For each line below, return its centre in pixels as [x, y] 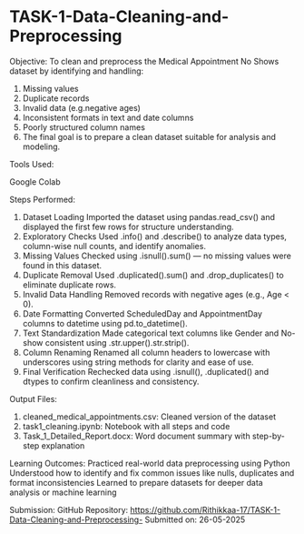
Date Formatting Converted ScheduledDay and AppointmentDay [142, 313]
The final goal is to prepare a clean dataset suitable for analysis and [149, 136]
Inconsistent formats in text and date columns [108, 117]
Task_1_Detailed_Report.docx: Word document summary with [137, 436]
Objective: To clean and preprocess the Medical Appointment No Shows [144, 61]
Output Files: [33, 398]
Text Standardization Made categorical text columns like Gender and [151, 333]
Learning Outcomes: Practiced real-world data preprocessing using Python [150, 463]
